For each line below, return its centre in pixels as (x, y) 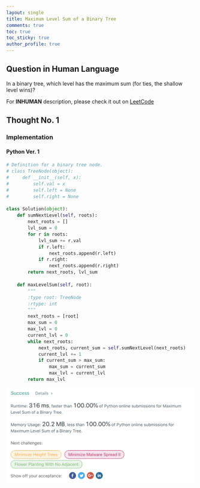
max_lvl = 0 (43, 329)
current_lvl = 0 (48, 335)
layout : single (25, 13)
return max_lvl (47, 380)
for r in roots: (48, 234)
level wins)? (21, 90)
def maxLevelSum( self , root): (55, 285)
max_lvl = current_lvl (77, 373)
